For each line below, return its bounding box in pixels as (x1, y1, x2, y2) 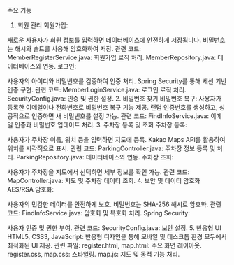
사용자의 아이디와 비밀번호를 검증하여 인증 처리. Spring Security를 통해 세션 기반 (7, 77, 227, 85)
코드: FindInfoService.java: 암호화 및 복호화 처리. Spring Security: (7, 209, 191, 217)
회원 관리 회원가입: (17, 21, 68, 29)
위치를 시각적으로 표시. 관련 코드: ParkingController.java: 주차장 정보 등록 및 (7, 144, 216, 152)
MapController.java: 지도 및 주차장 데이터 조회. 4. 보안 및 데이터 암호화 (7, 177, 200, 185)
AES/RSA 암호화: (7, 185, 54, 194)
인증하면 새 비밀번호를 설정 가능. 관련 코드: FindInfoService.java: (31, 112, 210, 120)
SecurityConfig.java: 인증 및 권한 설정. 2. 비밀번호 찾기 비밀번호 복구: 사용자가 (7, 94, 222, 103)
